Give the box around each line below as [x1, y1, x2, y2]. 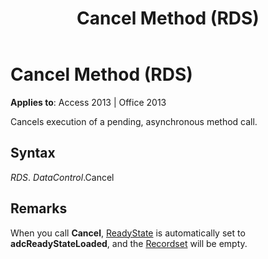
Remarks [10, 200, 68, 217]
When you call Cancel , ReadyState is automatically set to [10, 227, 246, 239]
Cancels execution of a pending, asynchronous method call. [10, 115, 258, 127]
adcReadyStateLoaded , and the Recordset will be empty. [10, 237, 248, 249]
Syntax [10, 145, 56, 162]
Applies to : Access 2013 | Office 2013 [10, 96, 167, 108]
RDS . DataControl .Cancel [10, 171, 115, 183]
